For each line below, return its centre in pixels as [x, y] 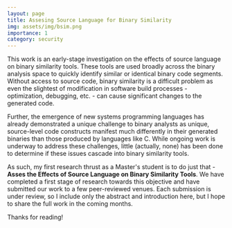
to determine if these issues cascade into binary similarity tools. [98, 154]
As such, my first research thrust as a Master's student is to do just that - [111, 167]
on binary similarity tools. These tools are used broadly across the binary [111, 67]
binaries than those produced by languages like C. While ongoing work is [111, 139]
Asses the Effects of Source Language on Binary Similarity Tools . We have [116, 175]
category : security [35, 40]
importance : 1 [28, 33]
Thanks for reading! [35, 217]
